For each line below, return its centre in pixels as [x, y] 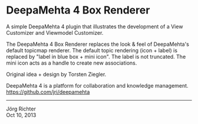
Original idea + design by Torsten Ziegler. [56, 74]
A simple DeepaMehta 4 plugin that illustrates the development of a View [95, 26]
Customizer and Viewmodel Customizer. [55, 32]
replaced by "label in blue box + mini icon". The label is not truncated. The [96, 56]
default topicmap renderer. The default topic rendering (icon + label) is [92, 50]
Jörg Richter [21, 109]
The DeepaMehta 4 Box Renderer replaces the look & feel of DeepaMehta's [98, 44]
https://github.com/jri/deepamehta [48, 92]
